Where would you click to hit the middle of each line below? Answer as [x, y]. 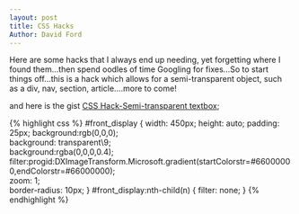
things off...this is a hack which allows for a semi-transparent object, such [146, 79]
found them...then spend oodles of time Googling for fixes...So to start [139, 69]
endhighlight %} [39, 200]
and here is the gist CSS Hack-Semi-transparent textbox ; [114, 106]
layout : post [34, 18]
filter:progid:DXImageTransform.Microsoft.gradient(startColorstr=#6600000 [150, 162]
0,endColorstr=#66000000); [62, 171]
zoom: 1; [25, 181]
